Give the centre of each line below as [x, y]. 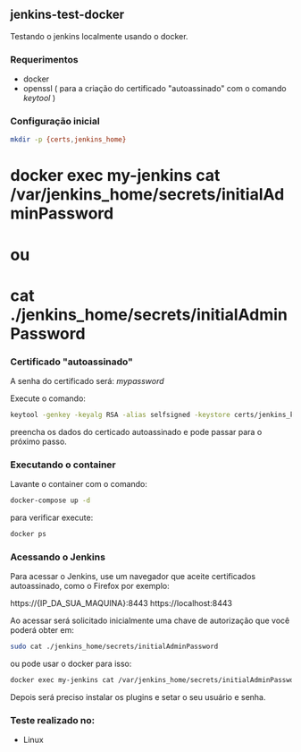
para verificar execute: [52, 517]
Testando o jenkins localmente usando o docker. [99, 36]
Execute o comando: [48, 398]
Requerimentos [44, 59]
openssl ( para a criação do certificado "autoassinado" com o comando [155, 89]
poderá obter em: [42, 630]
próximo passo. [39, 441]
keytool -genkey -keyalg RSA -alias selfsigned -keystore [120, 415]
